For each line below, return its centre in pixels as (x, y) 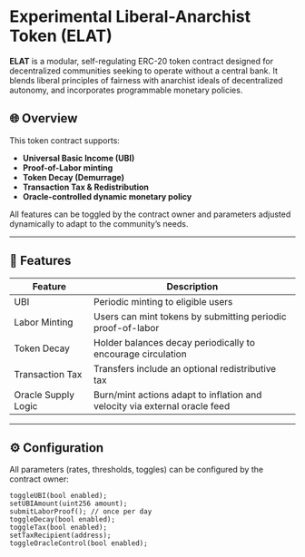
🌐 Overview (44, 118)
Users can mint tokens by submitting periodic (191, 317)
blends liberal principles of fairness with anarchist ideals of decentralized (146, 80)
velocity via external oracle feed (162, 406)
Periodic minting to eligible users (163, 301)
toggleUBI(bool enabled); (58, 496)
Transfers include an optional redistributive (185, 368)
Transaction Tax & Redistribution (86, 187)
